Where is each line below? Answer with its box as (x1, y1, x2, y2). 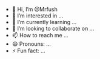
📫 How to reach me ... (12, 32, 68, 39)
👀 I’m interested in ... (12, 12, 64, 19)
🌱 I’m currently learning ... (12, 19, 77, 25)
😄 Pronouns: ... (12, 40, 52, 48)
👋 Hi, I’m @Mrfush (12, 6, 58, 13)
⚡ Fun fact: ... (12, 47, 45, 54)
